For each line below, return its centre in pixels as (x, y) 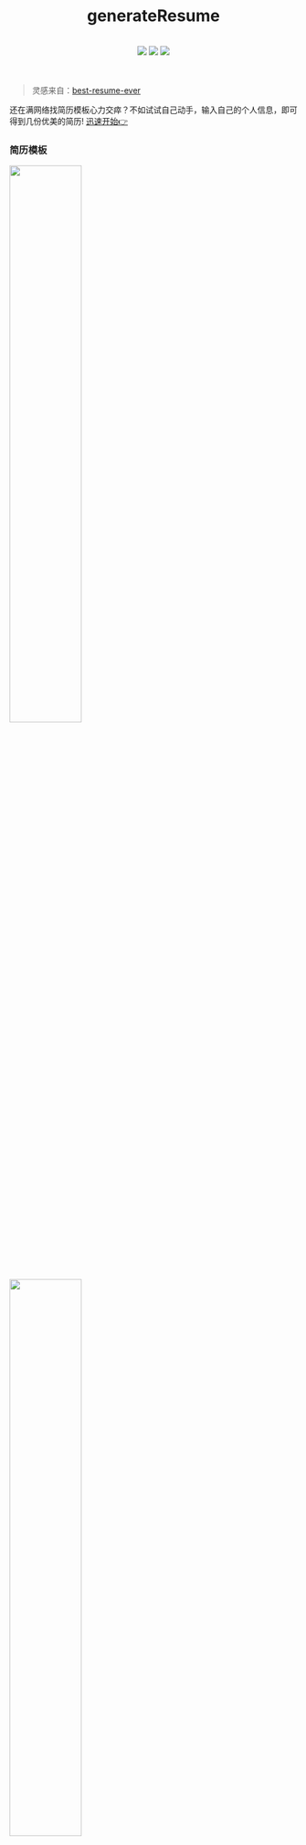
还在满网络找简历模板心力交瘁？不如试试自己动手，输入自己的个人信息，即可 (153, 110)
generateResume (153, 16)
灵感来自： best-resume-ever (86, 90)
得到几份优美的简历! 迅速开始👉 (69, 121)
